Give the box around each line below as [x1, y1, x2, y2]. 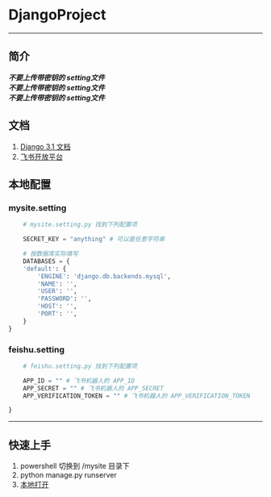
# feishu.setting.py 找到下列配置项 [23, 361, 138, 370]
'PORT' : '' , [37, 310, 78, 318]
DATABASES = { [23, 257, 70, 265]
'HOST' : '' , [37, 303, 78, 311]
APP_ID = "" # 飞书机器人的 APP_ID [23, 377, 135, 385]
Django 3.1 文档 [19, 141, 71, 151]
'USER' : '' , [37, 287, 78, 295]
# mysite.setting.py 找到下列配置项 [23, 220, 138, 229]
